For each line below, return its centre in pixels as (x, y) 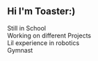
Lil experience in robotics (43, 43)
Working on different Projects (49, 35)
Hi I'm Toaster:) (41, 11)
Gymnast (20, 50)
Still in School (27, 28)
